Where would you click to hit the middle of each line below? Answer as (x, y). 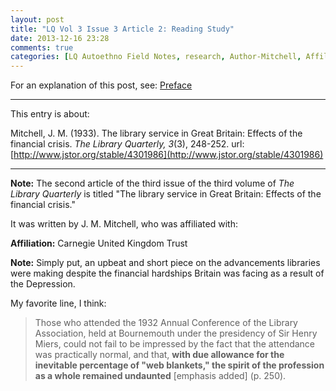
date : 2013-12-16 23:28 (60, 38)
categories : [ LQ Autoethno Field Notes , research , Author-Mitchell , (156, 57)
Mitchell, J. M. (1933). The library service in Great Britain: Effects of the (156, 133)
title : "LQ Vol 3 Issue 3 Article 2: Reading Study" (122, 29)
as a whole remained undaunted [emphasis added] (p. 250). (160, 376)
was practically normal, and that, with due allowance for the (159, 355)
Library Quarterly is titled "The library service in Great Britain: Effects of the (166, 194)
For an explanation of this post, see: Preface (101, 85)
